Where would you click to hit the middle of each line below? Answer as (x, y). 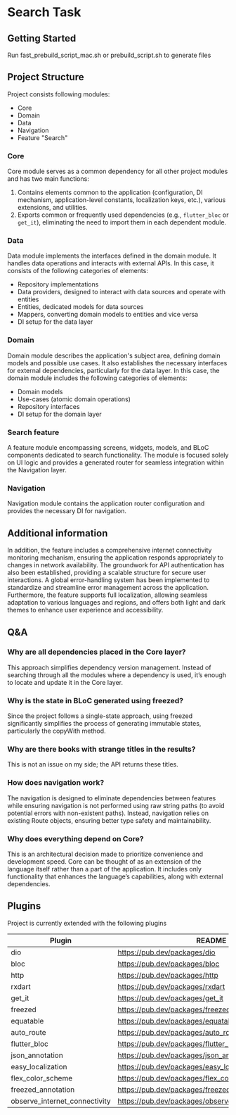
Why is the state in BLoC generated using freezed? (96, 700)
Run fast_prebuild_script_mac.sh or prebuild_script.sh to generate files (109, 55)
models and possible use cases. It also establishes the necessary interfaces (117, 363)
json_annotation (37, 1055)
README (211, 940)
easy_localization (39, 1066)
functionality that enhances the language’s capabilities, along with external (115, 876)
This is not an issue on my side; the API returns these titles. (93, 764)
